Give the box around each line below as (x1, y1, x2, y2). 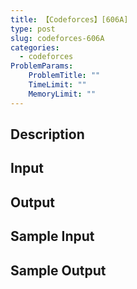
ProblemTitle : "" (28, 71, 101, 81)
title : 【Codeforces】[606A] (10, 14, 129, 25)
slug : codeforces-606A (10, 33, 105, 43)
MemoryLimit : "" (28, 89, 97, 99)
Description (10, 126, 85, 143)
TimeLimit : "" (28, 80, 87, 90)
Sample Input (10, 228, 95, 245)
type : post (10, 24, 56, 34)
